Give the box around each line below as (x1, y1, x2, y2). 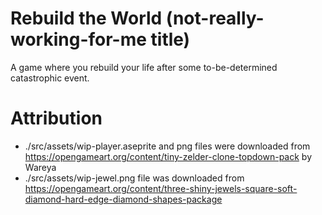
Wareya (24, 161, 57, 173)
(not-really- (165, 7, 265, 30)
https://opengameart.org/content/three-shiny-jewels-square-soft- (24, 182, 298, 194)
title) (150, 28, 191, 51)
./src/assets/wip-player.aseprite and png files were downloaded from (24, 140, 311, 152)
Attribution (10, 107, 103, 130)
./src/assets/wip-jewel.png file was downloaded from (24, 172, 245, 184)
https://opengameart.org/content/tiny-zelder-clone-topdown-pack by (24, 150, 312, 162)
